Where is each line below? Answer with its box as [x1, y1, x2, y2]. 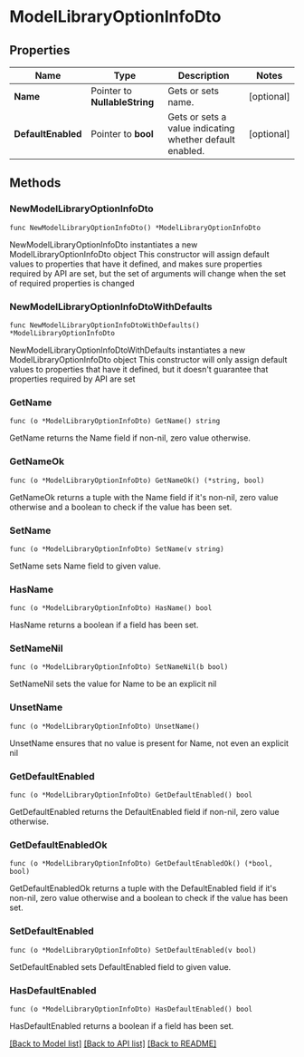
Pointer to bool [90, 128, 154, 140]
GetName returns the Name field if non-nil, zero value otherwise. [9, 432, 252, 443]
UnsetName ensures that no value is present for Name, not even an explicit [9, 737, 290, 749]
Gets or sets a [166, 111, 227, 123]
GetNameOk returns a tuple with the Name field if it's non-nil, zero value [9, 491, 279, 502]
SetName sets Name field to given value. [9, 560, 161, 571]
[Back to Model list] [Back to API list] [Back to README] [9, 1038, 217, 1049]
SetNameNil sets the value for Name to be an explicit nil [9, 678, 217, 690]
